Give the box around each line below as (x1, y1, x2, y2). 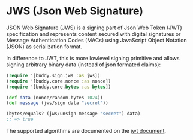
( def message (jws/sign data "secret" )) (6, 100, 109, 106)
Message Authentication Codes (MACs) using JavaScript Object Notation (6, 36, 187, 44)
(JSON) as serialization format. (6, 43, 83, 50)
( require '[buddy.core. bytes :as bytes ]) (6, 84, 111, 90)
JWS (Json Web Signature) (6, 4, 144, 18)
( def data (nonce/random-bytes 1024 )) (6, 95, 103, 101)
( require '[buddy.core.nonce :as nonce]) (6, 78, 111, 84)
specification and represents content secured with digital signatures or (6, 30, 181, 37)
